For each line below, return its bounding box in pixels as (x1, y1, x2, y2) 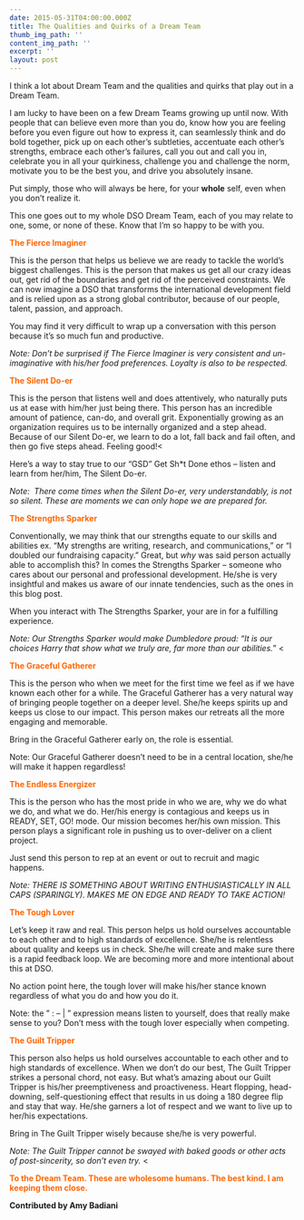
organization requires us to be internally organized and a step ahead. (9, 422, 267, 432)
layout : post (9, 55, 59, 64)
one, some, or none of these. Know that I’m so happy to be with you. (9, 220, 265, 230)
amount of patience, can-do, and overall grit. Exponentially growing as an (9, 412, 284, 423)
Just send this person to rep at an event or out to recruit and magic (9, 853, 260, 863)
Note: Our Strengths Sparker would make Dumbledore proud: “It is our (9, 633, 273, 644)
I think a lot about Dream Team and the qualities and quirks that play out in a (9, 81, 294, 91)
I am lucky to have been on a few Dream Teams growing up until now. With (9, 108, 289, 118)
